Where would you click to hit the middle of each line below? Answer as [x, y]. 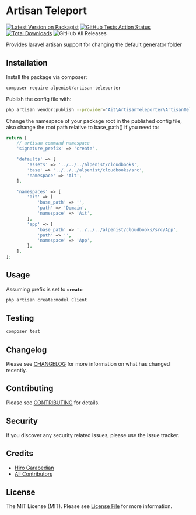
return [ [17, 138]
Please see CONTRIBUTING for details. [53, 403]
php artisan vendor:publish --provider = [56, 109]
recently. [17, 370]
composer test [23, 332]
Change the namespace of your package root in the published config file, [94, 121]
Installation [27, 63]
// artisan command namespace [53, 143]
